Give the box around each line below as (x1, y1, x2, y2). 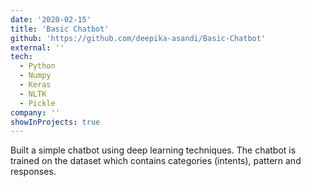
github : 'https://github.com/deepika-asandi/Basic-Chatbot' (10, 33, 267, 43)
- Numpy (19, 71, 52, 81)
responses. (10, 166, 57, 178)
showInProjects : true (10, 117, 101, 127)
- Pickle (19, 98, 56, 108)
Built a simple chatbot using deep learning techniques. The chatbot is (10, 144, 297, 156)
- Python (19, 61, 56, 71)
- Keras (19, 80, 52, 90)
